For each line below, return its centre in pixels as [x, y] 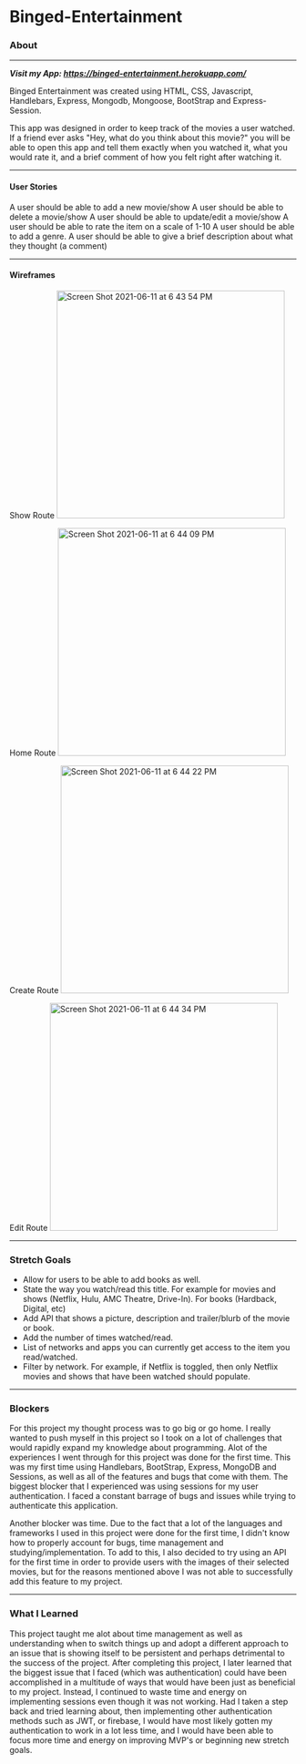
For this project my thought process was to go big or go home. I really [140, 1429]
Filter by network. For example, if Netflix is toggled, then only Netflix [150, 1367]
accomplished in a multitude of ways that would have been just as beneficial [153, 1682]
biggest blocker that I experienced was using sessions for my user [134, 1486]
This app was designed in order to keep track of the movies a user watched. [153, 128]
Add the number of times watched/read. [98, 1338]
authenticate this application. [64, 1506]
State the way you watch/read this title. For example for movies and [149, 1289]
